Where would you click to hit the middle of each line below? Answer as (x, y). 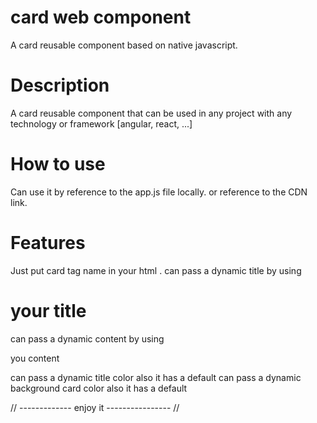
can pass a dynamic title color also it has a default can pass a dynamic (156, 377)
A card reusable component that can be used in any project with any (151, 113)
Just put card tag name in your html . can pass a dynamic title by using (156, 270)
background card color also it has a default (99, 388)
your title (48, 310)
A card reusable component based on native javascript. (124, 45)
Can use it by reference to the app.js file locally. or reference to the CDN (159, 192)
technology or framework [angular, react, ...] (101, 123)
